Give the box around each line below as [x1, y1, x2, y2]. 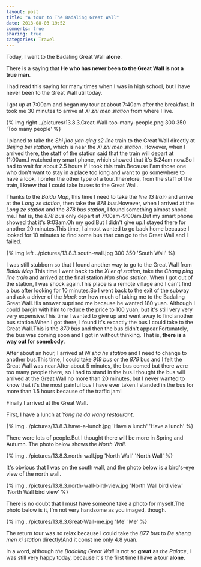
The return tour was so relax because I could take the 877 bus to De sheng [6, 530, 191, 536]
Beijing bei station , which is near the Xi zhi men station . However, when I [6, 144, 186, 150]
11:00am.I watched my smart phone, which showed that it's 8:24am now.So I [6, 156, 195, 163]
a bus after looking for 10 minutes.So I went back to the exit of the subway [6, 287, 190, 294]
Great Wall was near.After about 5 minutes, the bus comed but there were [6, 362, 188, 369]
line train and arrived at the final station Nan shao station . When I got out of [6, 274, 193, 281]
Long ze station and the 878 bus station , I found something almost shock [6, 206, 187, 213]
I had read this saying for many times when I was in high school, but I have [6, 83, 190, 90]
